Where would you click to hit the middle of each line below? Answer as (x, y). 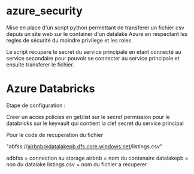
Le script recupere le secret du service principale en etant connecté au (94, 51)
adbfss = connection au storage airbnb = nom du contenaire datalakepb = (97, 158)
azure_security (44, 11)
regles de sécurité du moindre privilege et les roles (69, 40)
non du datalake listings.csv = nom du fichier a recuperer (77, 164)
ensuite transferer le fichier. (40, 65)
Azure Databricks (51, 89)
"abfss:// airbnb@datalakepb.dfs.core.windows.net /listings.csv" (84, 146)
